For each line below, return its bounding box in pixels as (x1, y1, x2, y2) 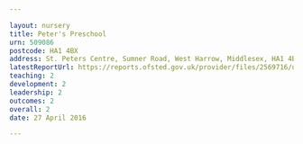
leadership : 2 (9, 87, 63, 97)
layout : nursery (9, 21, 70, 30)
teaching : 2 (9, 71, 54, 81)
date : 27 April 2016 (9, 113, 87, 122)
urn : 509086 (9, 38, 54, 47)
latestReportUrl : (9, 63, 75, 72)
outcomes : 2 (9, 96, 54, 105)
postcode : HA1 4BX (9, 46, 78, 55)
